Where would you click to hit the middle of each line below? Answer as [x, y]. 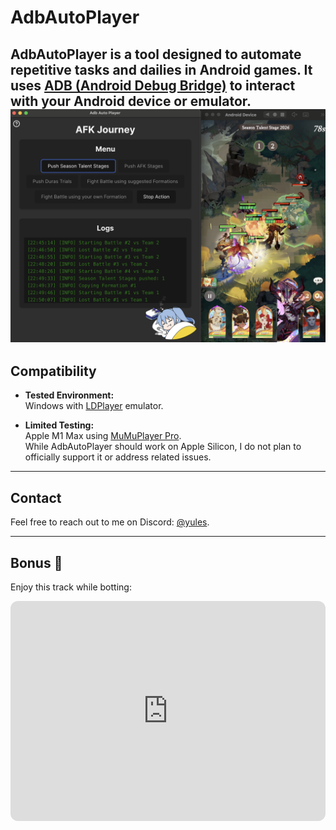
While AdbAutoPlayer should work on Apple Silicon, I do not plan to [163, 447]
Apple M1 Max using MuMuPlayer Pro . [103, 436]
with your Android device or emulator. [131, 101]
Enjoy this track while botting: [71, 587]
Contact [36, 497]
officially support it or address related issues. [118, 457]
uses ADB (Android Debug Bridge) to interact [153, 85]
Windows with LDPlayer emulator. [94, 406]
